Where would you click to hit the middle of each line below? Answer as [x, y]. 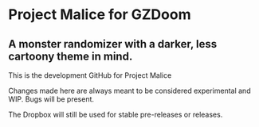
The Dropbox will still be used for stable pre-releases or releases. [116, 114]
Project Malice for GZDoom [100, 15]
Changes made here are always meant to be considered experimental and [129, 90]
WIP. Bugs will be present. [51, 99]
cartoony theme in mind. [71, 56]
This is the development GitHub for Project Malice [90, 75]
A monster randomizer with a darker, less [113, 44]
